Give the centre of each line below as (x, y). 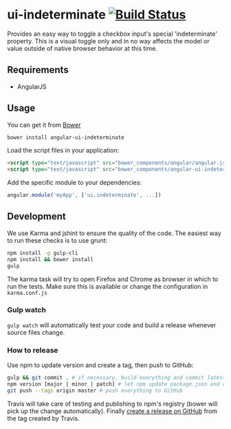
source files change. (36, 332)
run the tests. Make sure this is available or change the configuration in (108, 286)
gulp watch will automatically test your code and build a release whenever (112, 325)
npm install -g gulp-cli (43, 253)
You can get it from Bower (44, 124)
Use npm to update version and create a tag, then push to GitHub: (100, 365)
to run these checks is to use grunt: (57, 240)
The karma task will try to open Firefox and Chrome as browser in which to (113, 279)
